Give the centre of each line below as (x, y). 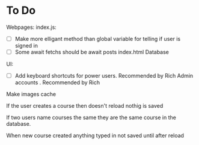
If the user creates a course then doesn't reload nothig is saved (85, 106)
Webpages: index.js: (32, 27)
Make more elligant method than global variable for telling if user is (98, 39)
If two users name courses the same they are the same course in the (91, 117)
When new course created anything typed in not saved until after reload (95, 135)
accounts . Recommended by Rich (57, 82)
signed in (26, 45)
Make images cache (31, 94)
